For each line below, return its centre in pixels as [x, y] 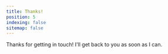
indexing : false [26, 22]
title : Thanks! [25, 11]
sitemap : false [25, 28]
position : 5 [21, 17]
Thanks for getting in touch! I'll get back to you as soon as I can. [84, 45]
